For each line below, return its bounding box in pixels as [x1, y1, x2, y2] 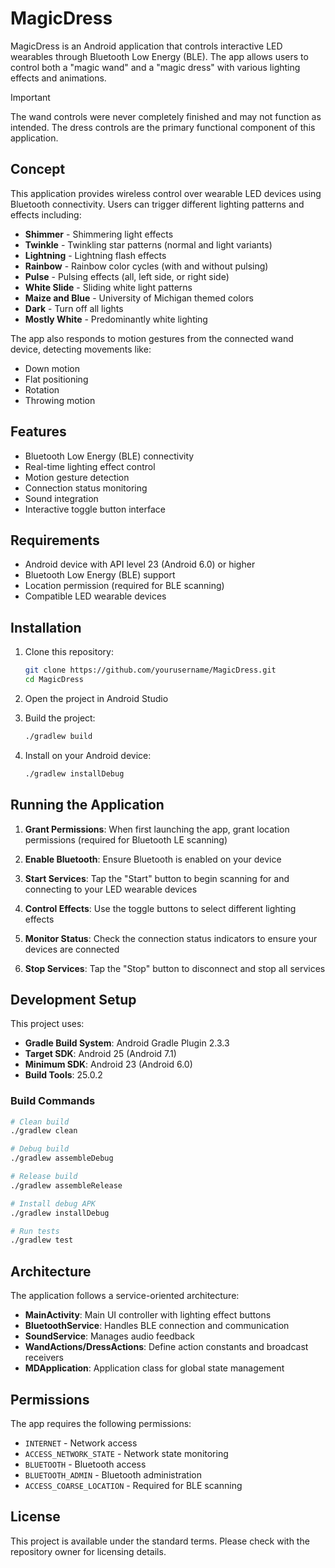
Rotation [24, 383, 60, 396]
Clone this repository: [24, 646, 114, 658]
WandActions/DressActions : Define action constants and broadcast [24, 1341, 309, 1353]
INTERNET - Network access [24, 1437, 138, 1449]
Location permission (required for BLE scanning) [24, 580, 225, 592]
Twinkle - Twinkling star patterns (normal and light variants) [24, 238, 273, 251]
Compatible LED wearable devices [24, 590, 167, 602]
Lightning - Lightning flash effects [24, 249, 167, 261]
